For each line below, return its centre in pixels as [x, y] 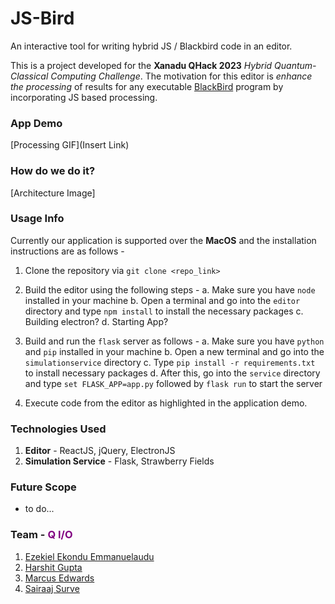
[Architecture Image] [53, 193]
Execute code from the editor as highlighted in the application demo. [166, 403]
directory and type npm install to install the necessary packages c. [164, 311]
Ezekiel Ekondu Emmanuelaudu [89, 556]
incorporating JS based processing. [84, 97]
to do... [39, 509]
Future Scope [43, 487]
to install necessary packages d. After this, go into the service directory [172, 373]
